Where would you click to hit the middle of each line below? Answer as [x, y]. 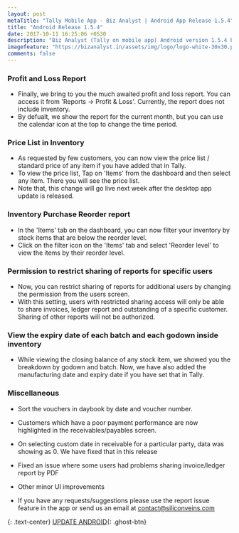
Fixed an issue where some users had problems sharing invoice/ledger [121, 465]
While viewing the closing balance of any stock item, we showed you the [124, 359]
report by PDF [38, 473]
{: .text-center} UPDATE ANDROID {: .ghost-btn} [77, 522]
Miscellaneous [33, 394]
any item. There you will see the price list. [79, 181]
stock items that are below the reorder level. [82, 237]
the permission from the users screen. [74, 294]
